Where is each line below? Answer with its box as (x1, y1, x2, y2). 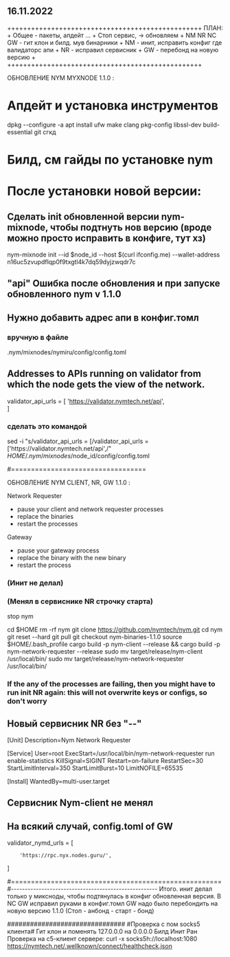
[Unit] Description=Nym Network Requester (7, 736, 131, 744)
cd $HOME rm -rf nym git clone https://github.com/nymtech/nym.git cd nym (7, 625, 223, 634)
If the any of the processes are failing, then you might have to (7, 679, 216, 689)
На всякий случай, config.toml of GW (7, 820, 174, 832)
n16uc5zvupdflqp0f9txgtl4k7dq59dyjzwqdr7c (7, 257, 136, 266)
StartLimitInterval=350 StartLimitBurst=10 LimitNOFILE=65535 (7, 764, 183, 773)
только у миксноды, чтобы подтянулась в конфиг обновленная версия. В (7, 892, 222, 901)
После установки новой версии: (7, 184, 201, 199)
